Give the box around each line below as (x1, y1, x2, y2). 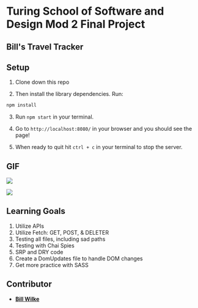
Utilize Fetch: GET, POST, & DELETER (15, 229, 109, 236)
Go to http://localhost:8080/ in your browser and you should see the (15, 125, 193, 133)
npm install (6, 102, 37, 108)
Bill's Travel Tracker (6, 42, 84, 52)
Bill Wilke (15, 295, 40, 302)
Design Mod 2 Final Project (6, 17, 145, 31)
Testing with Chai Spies (15, 241, 75, 249)
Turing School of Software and (6, 4, 164, 18)
